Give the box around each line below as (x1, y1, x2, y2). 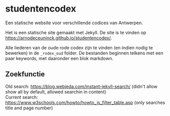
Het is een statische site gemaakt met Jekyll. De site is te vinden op (5, 29, 146, 35)
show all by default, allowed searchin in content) (5, 89, 107, 95)
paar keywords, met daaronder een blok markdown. (5, 55, 114, 61)
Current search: (5, 94, 38, 100)
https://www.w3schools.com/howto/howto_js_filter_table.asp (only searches (5, 99, 165, 105)
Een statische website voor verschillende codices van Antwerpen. (5, 20, 143, 26)
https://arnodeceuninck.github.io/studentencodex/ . (5, 35, 113, 41)
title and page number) (5, 104, 53, 111)
